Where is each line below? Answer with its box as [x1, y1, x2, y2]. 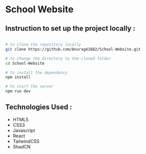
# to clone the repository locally [5, 42, 81, 47]
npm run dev [5, 89, 31, 94]
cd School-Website [5, 60, 45, 66]
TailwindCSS [12, 138, 40, 144]
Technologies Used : [5, 103, 72, 112]
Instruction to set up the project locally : [5, 24, 136, 33]
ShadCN [12, 143, 31, 149]
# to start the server [5, 84, 54, 89]
